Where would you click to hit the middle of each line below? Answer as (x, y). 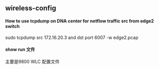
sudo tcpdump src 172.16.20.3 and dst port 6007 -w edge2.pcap (72, 37)
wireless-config (31, 8)
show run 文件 (20, 49)
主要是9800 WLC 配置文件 (32, 61)
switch (13, 26)
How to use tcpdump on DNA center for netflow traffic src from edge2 (80, 21)
